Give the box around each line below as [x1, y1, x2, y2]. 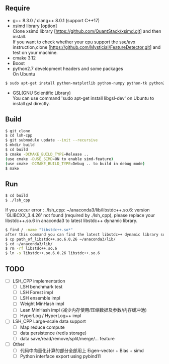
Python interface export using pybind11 [20, 353, 101, 359]
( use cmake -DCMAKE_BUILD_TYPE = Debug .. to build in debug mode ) [5, 161, 145, 166]
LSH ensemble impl [20, 295, 60, 301]
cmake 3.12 [12, 55, 36, 61]
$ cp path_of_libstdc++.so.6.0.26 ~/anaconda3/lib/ [5, 237, 116, 242]
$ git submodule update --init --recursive [5, 138, 98, 143]
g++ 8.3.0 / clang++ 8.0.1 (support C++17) [12, 17, 100, 23]
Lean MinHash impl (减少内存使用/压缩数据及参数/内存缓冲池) [20, 307, 147, 313]
